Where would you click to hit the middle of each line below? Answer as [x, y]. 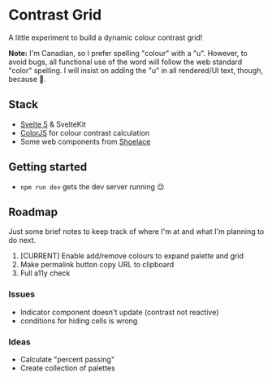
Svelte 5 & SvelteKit [53, 124]
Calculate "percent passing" [67, 359]
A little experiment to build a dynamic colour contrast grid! [106, 37]
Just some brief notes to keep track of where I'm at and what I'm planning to [136, 232]
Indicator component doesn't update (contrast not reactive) [119, 312]
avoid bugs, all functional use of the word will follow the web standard [125, 62]
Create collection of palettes [67, 368]
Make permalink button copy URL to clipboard [97, 265]
